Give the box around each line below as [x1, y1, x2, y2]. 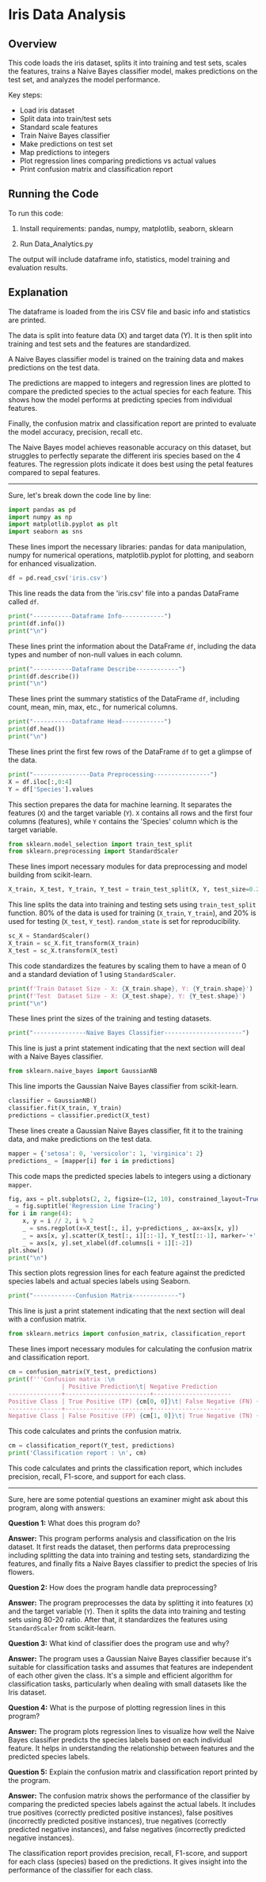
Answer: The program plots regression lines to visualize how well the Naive [8, 1727, 255, 1736]
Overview [8, 37, 58, 51]
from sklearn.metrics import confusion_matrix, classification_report [8, 1330, 246, 1338]
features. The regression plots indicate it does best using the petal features [8, 459, 253, 469]
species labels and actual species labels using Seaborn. [8, 1276, 191, 1286]
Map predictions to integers [19, 148, 110, 157]
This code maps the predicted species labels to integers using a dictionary [8, 1171, 252, 1181]
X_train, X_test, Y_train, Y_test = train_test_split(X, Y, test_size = [8, 885, 249, 894]
